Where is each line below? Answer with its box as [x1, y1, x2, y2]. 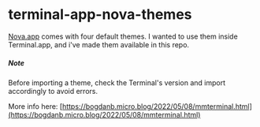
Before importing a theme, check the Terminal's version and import [8, 77, 226, 88]
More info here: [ [8, 101, 63, 111]
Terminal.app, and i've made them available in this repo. [8, 39, 190, 49]
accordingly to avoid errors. [8, 86, 98, 95]
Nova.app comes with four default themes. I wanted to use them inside [8, 32, 238, 41]
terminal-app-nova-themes [8, 6, 192, 24]
